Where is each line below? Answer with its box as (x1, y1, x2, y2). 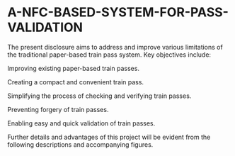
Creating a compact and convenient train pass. (7, 77, 144, 86)
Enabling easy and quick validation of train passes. (7, 118, 156, 128)
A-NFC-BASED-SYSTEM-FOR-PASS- (7, 4, 229, 21)
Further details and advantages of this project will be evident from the (7, 133, 211, 141)
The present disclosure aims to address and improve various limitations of (7, 43, 223, 51)
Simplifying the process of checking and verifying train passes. (7, 91, 192, 100)
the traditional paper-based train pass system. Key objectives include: (7, 50, 211, 59)
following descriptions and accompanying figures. (7, 140, 154, 149)
